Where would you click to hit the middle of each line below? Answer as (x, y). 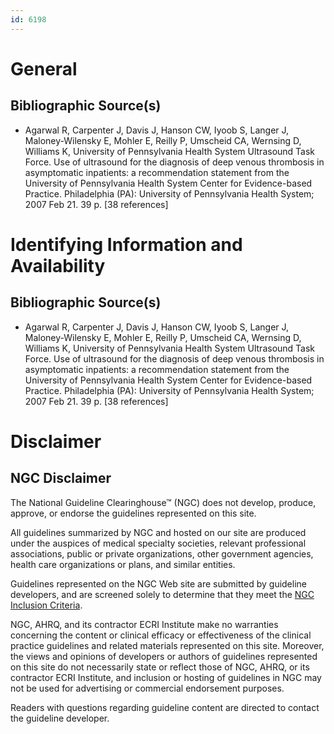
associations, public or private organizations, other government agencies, (162, 553)
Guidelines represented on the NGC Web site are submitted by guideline (158, 583)
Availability (58, 265)
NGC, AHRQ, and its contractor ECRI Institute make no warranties (144, 624)
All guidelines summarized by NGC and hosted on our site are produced (158, 532)
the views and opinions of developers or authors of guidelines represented (164, 656)
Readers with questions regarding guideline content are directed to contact (165, 707)
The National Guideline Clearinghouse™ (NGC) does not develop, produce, (163, 502)
